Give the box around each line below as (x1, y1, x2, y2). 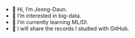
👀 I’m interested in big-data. (12, 12, 82, 19)
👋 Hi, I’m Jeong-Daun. (12, 6, 68, 13)
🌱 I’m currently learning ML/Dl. (12, 19, 88, 25)
